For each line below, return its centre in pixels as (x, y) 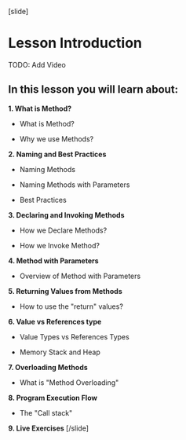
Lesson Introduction (75, 43)
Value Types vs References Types (74, 336)
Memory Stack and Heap (60, 352)
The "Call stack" (46, 412)
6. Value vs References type (55, 321)
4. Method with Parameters (54, 260)
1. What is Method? (40, 108)
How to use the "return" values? (71, 306)
